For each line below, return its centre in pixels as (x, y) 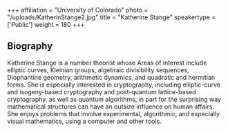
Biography (30, 46)
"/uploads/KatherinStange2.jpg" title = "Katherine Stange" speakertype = (112, 17)
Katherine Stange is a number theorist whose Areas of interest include (107, 63)
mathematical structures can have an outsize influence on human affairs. (111, 107)
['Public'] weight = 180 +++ (46, 24)
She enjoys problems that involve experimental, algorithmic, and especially (114, 113)
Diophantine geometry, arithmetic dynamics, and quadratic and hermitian (111, 77)
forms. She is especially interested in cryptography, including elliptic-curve (114, 85)
